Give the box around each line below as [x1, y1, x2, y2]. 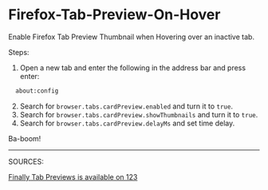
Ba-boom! [8, 133, 41, 143]
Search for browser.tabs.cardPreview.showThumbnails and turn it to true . [19, 109, 258, 119]
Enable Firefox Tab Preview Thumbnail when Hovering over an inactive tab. [8, 32, 255, 42]
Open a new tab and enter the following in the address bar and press [19, 62, 246, 73]
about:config [15, 86, 59, 95]
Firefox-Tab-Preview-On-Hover [8, 6, 221, 24]
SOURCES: [8, 156, 44, 166]
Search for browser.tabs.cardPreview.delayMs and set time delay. [19, 118, 235, 128]
